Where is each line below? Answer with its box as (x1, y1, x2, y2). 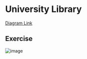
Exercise (5, 34, 33, 43)
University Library (5, 3, 82, 15)
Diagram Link (5, 20, 32, 26)
